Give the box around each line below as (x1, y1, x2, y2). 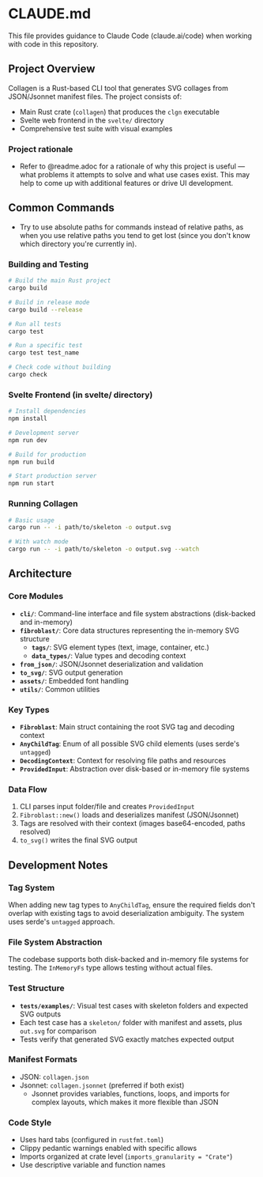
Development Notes (8, 858, 108, 872)
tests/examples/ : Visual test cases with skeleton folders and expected (19, 1001, 249, 1010)
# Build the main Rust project (8, 277, 111, 285)
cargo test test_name (8, 349, 80, 357)
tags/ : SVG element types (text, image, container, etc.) (31, 642, 209, 652)
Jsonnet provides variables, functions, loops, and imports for (31, 1088, 231, 1098)
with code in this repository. (8, 39, 99, 48)
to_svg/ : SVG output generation (19, 668, 124, 677)
